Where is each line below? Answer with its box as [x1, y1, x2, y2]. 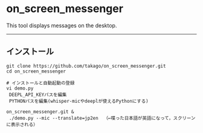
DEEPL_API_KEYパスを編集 [8, 91, 67, 98]
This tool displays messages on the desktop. [6, 22, 117, 29]
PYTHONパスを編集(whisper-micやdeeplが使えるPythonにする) [8, 98, 149, 104]
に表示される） [6, 122, 38, 128]
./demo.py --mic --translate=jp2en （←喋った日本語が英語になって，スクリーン [8, 115, 196, 121]
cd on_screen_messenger [6, 68, 66, 74]
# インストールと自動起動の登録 [6, 80, 75, 86]
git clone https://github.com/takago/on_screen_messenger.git [6, 63, 166, 69]
